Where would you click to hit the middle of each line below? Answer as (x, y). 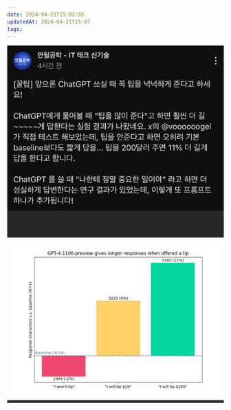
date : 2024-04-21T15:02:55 (46, 14)
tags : (15, 29)
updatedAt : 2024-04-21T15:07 (49, 22)
